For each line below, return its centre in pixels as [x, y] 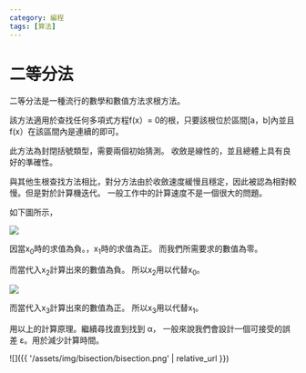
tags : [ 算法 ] [33, 26]
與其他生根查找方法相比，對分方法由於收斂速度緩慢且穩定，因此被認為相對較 [153, 182]
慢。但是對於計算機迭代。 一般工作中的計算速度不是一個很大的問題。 [138, 193]
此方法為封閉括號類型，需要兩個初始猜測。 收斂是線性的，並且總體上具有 [146, 151]
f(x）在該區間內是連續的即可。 [66, 132]
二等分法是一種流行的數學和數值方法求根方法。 [97, 101]
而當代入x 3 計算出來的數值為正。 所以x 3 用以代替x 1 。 [107, 308]
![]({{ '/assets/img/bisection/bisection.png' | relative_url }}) [119, 358]
